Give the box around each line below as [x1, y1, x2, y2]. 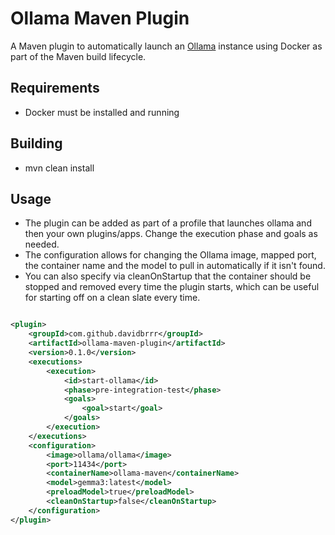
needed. [24, 238, 60, 251]
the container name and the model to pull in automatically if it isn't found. [24, 260, 326, 272]
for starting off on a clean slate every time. [24, 292, 201, 304]
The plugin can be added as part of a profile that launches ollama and [24, 217, 312, 229]
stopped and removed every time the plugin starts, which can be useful [24, 281, 320, 293]
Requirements [10, 80, 100, 97]
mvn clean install [24, 162, 95, 174]
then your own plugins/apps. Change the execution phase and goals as [24, 228, 318, 240]
